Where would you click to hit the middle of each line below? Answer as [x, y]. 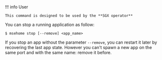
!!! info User [17, 7]
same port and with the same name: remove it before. [59, 53]
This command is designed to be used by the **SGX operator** [69, 16]
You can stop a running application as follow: [50, 24]
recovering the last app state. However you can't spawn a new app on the [79, 47]
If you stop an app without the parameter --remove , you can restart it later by [81, 42]
